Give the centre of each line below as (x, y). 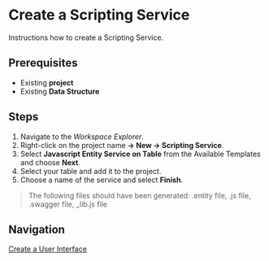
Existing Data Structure (60, 91)
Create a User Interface (48, 249)
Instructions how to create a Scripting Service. (86, 37)
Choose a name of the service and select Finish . (102, 180)
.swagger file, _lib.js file (68, 204)
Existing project (47, 82)
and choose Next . (50, 162)
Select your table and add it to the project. (91, 171)
